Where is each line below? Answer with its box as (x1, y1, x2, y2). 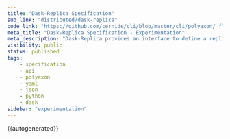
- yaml (19, 80, 38, 87)
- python (19, 93, 44, 100)
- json (19, 86, 38, 93)
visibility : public (7, 42, 63, 49)
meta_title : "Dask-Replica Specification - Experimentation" (7, 29, 186, 36)
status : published (7, 49, 60, 55)
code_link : (7, 23, 38, 29)
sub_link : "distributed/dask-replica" (7, 16, 118, 23)
